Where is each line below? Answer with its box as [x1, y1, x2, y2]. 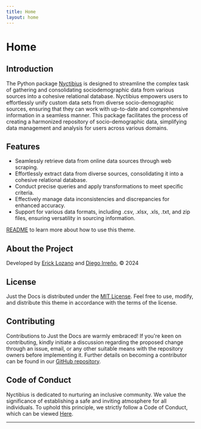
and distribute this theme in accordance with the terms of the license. [6, 299, 178, 306]
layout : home [6, 14, 39, 20]
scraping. [14, 164, 39, 171]
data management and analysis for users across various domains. [6, 124, 169, 132]
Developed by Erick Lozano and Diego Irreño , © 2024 [6, 260, 139, 267]
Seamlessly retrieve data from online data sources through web [14, 157, 172, 165]
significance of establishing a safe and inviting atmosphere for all [6, 397, 167, 404]
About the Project [6, 244, 74, 254]
